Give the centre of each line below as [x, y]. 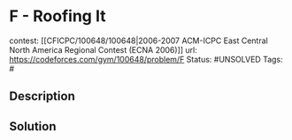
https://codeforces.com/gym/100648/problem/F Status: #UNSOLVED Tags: [146, 59]
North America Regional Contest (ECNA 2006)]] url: [103, 49]
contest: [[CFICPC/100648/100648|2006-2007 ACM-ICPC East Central [138, 41]
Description [42, 96]
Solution [33, 126]
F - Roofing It [58, 16]
